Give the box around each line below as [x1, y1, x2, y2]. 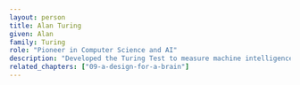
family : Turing [9, 37, 66, 47]
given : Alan [9, 29, 54, 38]
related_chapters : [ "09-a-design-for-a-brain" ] [9, 63, 190, 72]
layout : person [9, 12, 66, 22]
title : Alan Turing [9, 21, 82, 30]
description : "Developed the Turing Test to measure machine [9, 54, 242, 63]
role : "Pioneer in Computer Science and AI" [9, 46, 178, 55]
